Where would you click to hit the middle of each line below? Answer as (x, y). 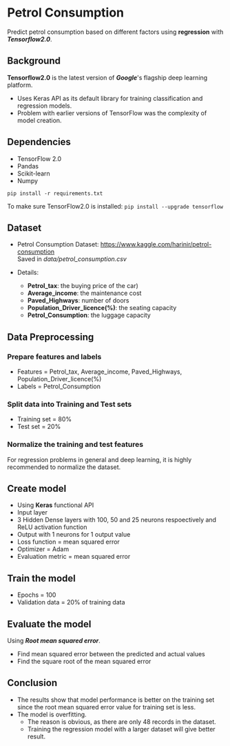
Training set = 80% (44, 419)
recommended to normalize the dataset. (64, 467)
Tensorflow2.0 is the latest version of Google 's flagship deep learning (107, 77)
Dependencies (39, 142)
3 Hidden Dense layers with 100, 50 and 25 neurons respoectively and (117, 520)
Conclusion (32, 683)
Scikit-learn (33, 173)
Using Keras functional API (55, 505)
